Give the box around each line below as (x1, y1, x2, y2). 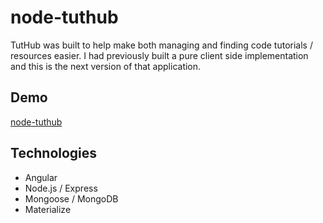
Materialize (24, 203, 72, 215)
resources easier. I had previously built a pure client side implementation (10, 49, 309, 61)
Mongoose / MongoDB (24, 192, 119, 205)
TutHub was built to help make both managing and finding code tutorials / (10, 39, 313, 51)
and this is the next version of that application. (10, 60, 202, 72)
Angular (24, 171, 58, 183)
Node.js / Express (24, 182, 98, 194)
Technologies (10, 145, 98, 162)
